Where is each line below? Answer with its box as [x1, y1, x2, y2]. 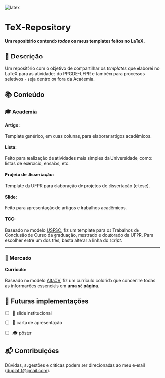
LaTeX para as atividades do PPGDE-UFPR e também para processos [5, 70, 145, 76]
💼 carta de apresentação [12, 320, 62, 326]
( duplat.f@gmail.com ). [5, 367, 51, 373]
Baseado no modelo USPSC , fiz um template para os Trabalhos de [5, 227, 139, 233]
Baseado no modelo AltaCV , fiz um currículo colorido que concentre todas [5, 278, 156, 284]
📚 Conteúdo [5, 91, 45, 99]
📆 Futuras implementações [5, 297, 89, 305]
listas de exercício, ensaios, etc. [5, 160, 70, 167]
